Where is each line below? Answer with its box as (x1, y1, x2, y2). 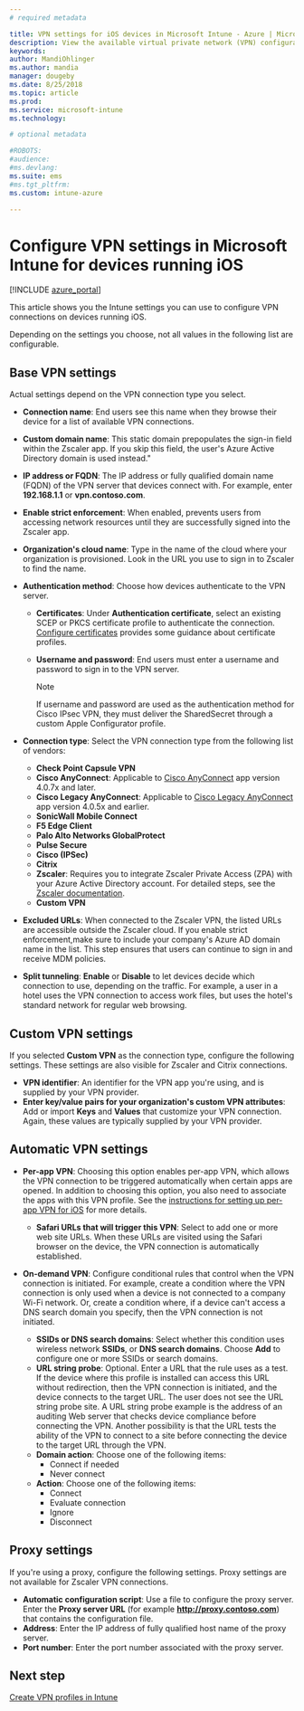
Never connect (49, 1468, 106, 1479)
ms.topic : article (9, 88, 79, 98)
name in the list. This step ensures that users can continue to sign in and (22, 944, 293, 955)
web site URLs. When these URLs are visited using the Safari (35, 1231, 262, 1242)
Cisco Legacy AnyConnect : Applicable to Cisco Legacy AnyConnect (35, 792, 294, 803)
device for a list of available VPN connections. (22, 416, 195, 427)
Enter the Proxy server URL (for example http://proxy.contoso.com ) (22, 1603, 280, 1614)
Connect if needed (49, 1459, 119, 1469)
